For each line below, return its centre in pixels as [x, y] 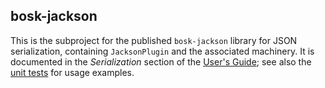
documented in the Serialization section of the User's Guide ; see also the [161, 61]
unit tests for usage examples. [72, 72]
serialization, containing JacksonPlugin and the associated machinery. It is [162, 51]
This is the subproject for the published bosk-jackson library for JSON [154, 40]
